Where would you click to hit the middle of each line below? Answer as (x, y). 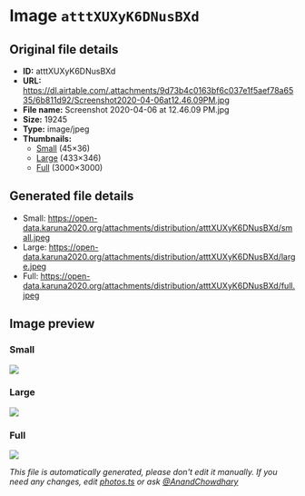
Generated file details (72, 196)
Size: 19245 (45, 119)
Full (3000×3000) (69, 168)
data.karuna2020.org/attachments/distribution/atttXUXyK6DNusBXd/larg (159, 256)
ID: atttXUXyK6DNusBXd (69, 71)
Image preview (52, 324)
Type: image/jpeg (56, 129)
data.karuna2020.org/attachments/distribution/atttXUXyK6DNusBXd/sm (157, 227)
